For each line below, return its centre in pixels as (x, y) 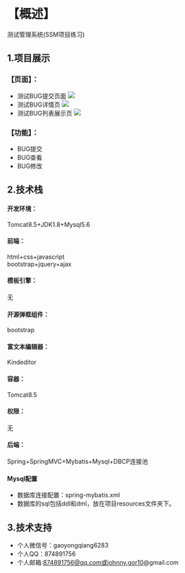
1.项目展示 (29, 58)
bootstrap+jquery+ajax (39, 264)
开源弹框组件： (28, 314)
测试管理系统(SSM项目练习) (46, 34)
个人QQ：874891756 (46, 554)
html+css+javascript (36, 257)
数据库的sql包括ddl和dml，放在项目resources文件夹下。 (96, 504)
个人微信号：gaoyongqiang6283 (63, 545)
